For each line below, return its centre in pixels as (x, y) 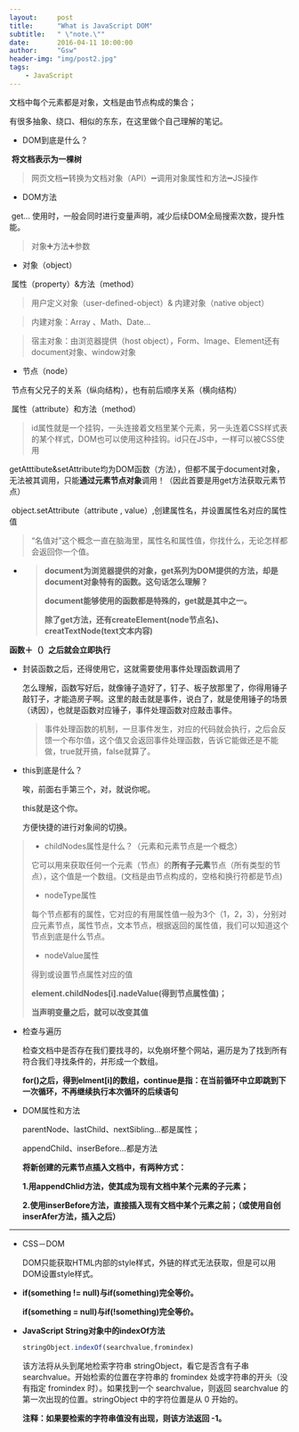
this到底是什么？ (52, 770)
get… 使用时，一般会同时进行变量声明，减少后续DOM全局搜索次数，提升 (144, 216)
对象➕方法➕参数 (61, 245)
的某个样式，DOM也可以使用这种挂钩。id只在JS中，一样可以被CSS (154, 439)
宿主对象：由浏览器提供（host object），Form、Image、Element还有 (155, 341)
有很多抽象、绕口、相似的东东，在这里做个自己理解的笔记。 (118, 120)
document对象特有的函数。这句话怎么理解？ (126, 582)
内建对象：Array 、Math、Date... (91, 321)
